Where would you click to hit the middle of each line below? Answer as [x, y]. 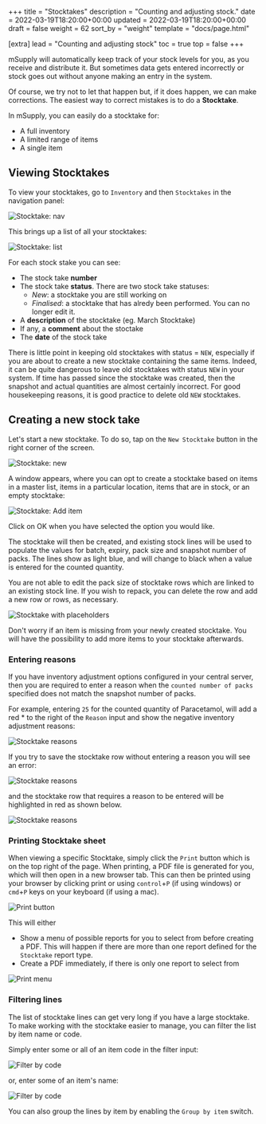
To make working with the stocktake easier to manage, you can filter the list [132, 1025]
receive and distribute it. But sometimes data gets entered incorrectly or [126, 68]
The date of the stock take [63, 337]
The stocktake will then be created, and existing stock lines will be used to [130, 542]
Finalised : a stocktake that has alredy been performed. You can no [141, 303]
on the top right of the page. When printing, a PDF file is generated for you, [131, 867]
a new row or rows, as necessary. [63, 599]
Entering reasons [42, 659]
